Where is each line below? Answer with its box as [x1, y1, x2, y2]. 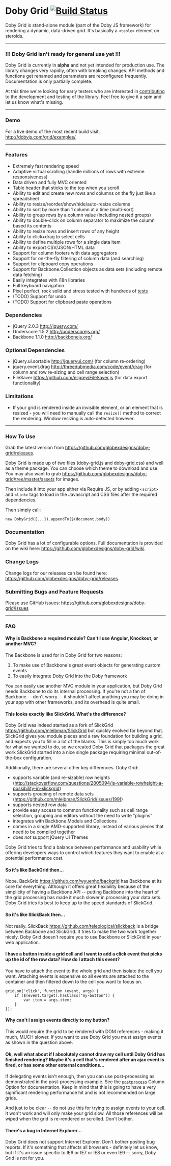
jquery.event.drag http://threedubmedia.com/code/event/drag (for [12, 363, 152, 370]
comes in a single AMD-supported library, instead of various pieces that [12, 824, 164, 830]
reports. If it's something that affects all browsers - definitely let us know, [5, 1144, 159, 1150]
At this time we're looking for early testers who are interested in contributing [5, 88, 165, 95]
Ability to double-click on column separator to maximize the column [12, 217, 155, 223]
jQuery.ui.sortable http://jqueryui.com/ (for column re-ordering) [12, 358, 146, 364]
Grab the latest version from [5, 445, 65, 451]
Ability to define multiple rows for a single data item [12, 239, 121, 245]
